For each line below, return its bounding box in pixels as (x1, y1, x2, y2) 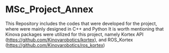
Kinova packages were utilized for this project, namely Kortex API (5, 31, 144, 37)
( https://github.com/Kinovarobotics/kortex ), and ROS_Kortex (5, 37, 134, 43)
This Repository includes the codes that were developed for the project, (5, 20, 158, 26)
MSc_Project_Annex (5, 4, 93, 15)
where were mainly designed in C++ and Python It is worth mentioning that (5, 25, 164, 32)
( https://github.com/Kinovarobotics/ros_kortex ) (5, 42, 105, 48)
